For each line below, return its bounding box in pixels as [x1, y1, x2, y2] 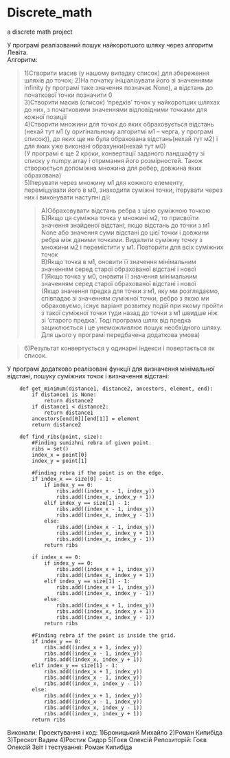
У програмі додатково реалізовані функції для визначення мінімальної [7, 365, 215, 373]
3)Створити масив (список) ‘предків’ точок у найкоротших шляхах [23, 98, 220, 106]
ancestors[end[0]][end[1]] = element [32, 415, 139, 422]
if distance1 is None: [32, 391, 97, 398]
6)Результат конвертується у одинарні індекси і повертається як [23, 344, 215, 352]
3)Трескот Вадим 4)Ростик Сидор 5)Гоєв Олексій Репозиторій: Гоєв [7, 735, 207, 744]
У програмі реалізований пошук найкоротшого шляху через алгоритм [7, 41, 214, 49]
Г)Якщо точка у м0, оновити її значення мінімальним [41, 272, 198, 280]
